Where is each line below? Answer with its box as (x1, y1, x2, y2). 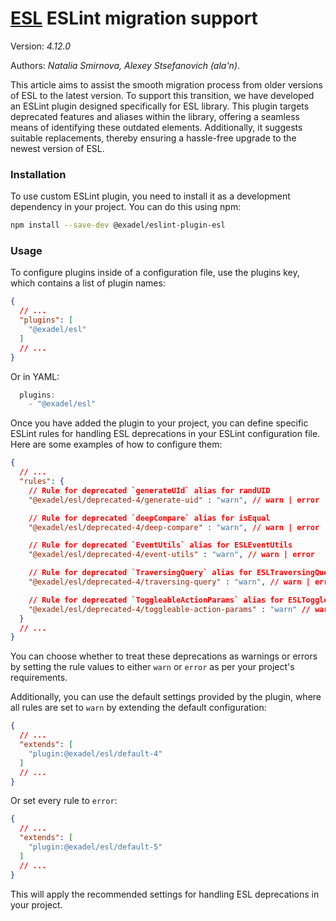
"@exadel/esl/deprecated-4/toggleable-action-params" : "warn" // (28, 604, 311, 614)
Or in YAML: (10, 370, 60, 382)
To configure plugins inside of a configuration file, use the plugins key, (10, 267, 300, 279)
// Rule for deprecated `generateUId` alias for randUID (28, 485, 271, 496)
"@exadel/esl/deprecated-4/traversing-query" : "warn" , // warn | (28, 577, 311, 587)
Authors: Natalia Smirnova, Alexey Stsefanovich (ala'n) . (10, 59, 241, 71)
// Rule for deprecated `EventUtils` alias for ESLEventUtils (28, 540, 293, 551)
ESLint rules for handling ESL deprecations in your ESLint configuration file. (10, 428, 321, 440)
